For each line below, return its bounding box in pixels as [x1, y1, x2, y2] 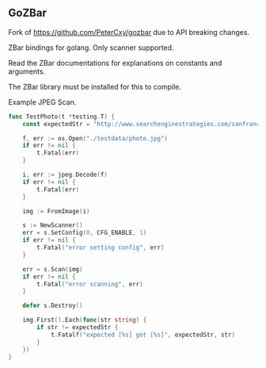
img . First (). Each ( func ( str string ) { [22, 316, 147, 324]
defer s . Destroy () [22, 301, 83, 310]
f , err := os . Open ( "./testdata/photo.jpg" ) [22, 134, 169, 142]
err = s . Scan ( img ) [22, 265, 83, 273]
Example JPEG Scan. [8, 97, 77, 106]
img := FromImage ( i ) [22, 207, 90, 215]
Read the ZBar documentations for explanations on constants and [8, 58, 222, 67]
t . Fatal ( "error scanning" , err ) [36, 280, 144, 288]
